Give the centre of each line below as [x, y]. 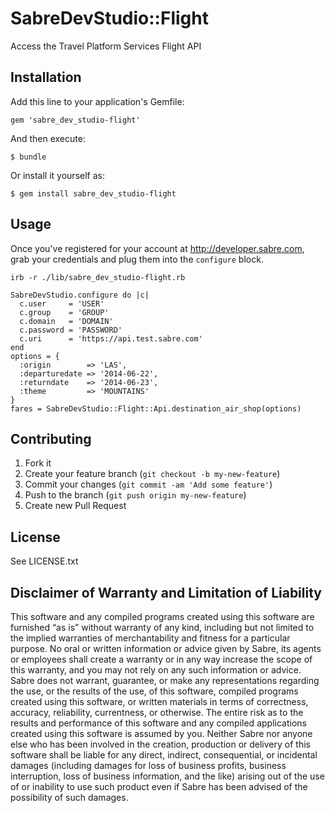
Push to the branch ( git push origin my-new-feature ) [135, 495]
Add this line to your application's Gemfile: [97, 101]
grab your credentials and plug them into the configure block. [137, 259]
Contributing [51, 438]
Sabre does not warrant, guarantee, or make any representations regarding [165, 680]
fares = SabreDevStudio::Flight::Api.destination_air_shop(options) [156, 408]
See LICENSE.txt [44, 561]
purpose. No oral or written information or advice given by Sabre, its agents [166, 648]
